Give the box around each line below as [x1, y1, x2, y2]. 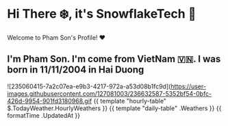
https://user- [170, 82, 207, 90]
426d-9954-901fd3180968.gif [7, 97, 92, 105]
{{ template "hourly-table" [93, 97, 166, 105]
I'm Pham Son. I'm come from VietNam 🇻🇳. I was [7, 53, 221, 65]
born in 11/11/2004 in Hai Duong [7, 64, 144, 76]
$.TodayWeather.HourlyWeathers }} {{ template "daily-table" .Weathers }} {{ [7, 104, 222, 112]
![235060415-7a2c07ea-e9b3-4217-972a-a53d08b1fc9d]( [7, 82, 171, 90]
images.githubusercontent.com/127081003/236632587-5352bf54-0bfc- [7, 89, 212, 97]
